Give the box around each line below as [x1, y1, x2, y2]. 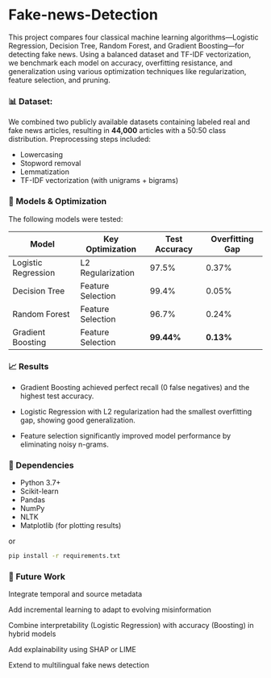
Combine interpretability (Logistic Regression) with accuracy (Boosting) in [8, 621, 254, 630]
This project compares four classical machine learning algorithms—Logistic [8, 32, 260, 42]
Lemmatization [19, 167, 70, 177]
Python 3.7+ [19, 478, 61, 488]
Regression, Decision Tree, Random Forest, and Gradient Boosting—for [8, 40, 244, 50]
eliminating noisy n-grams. [19, 439, 109, 449]
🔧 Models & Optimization [8, 196, 107, 207]
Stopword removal [19, 159, 81, 168]
